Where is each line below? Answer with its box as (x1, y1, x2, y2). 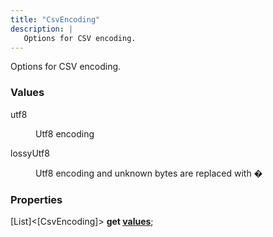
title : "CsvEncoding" (10, 14, 101, 25)
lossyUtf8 (10, 147, 50, 159)
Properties (10, 192, 63, 206)
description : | (10, 24, 74, 34)
